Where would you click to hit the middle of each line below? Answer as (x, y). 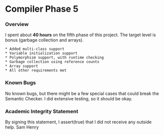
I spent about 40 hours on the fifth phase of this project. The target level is (81, 35)
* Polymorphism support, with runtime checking (55, 58)
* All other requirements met (36, 70)
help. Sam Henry (22, 127)
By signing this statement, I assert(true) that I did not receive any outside (78, 122)
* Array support (22, 66)
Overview (17, 24)
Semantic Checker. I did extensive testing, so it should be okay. (69, 98)
